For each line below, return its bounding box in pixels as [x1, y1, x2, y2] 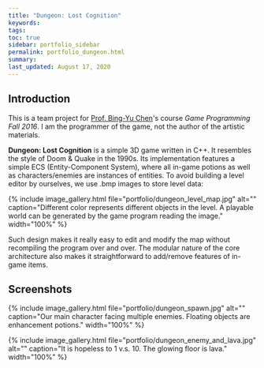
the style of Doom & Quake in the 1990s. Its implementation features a [8, 153, 235, 163]
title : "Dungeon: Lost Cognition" [8, 11, 122, 20]
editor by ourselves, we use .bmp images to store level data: [8, 178, 203, 188]
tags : [8, 26, 26, 34]
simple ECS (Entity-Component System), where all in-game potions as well [8, 162, 251, 171]
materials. [8, 130, 41, 139]
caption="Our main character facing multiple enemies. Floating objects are [8, 312, 251, 321]
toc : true [8, 33, 41, 42]
